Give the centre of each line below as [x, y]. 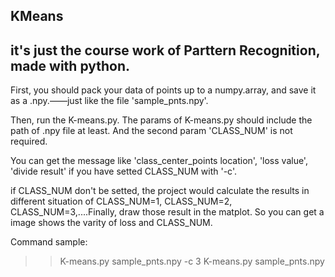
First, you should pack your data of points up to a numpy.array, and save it [163, 90]
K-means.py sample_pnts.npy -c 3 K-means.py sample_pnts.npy [192, 261]
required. [29, 141]
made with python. [70, 65]
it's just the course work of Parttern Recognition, [165, 50]
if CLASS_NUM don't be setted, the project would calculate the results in [160, 191]
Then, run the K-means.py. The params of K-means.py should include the [161, 120]
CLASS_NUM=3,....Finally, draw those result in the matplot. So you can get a [167, 212]
